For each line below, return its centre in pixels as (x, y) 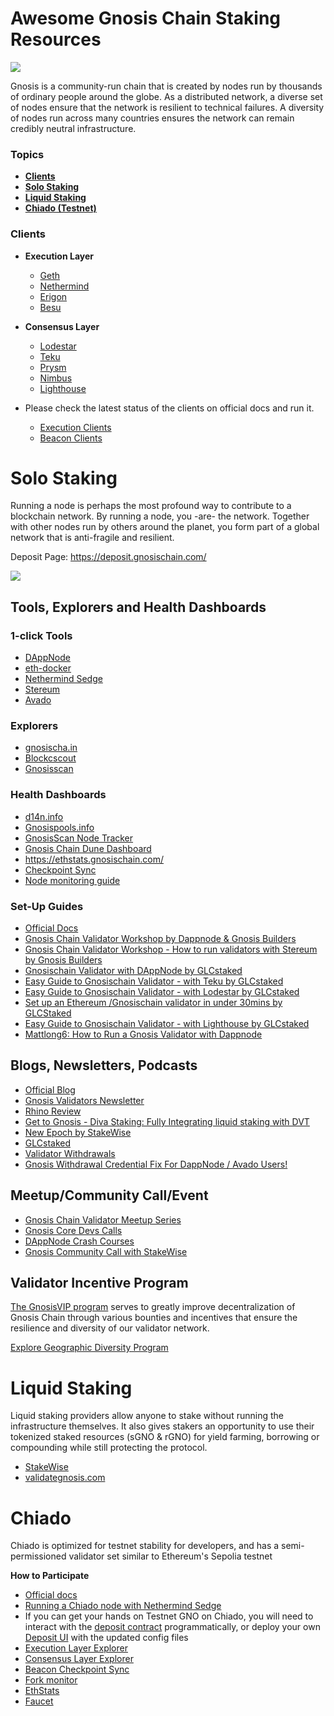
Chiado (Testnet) (60, 208)
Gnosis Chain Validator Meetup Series (103, 1219)
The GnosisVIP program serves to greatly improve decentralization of (153, 1307)
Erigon (53, 296)
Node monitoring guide (72, 880)
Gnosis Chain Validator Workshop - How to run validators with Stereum (171, 949)
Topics (27, 154)
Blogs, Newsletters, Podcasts (104, 1065)
